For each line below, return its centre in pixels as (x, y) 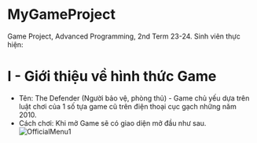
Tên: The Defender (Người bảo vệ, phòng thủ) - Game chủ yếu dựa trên (134, 98)
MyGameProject (61, 15)
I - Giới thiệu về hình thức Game (112, 77)
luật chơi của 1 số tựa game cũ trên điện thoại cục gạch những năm (127, 106)
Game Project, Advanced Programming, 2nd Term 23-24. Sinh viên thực (124, 36)
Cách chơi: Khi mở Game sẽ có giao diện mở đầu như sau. (112, 123)
